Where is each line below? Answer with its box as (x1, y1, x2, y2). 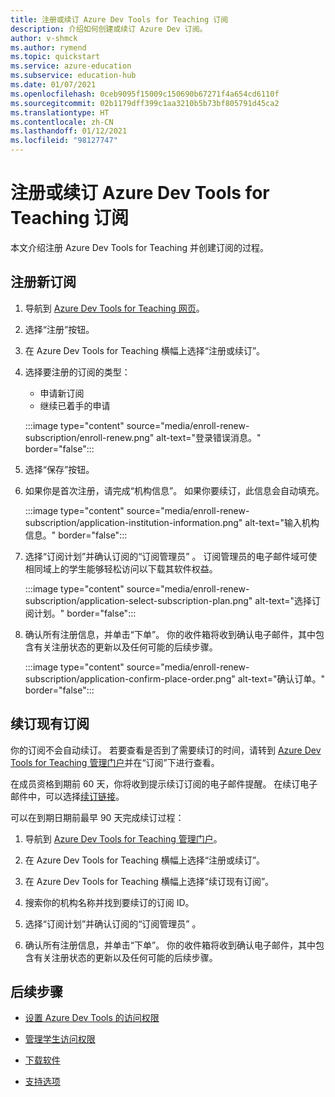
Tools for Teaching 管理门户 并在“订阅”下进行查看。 (10, 756, 220, 768)
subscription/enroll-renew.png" (24, 431, 155, 443)
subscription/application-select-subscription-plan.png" (24, 594, 253, 606)
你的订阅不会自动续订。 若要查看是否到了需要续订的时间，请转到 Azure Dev (10, 744, 322, 756)
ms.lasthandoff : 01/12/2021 (10, 126, 128, 136)
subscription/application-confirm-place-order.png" (24, 672, 236, 685)
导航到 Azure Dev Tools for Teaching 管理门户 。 (24, 832, 223, 845)
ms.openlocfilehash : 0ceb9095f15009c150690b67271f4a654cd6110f (10, 89, 280, 99)
